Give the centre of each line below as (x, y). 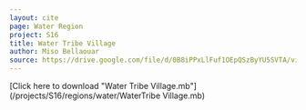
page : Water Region (46, 26)
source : (24, 60)
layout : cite (34, 18)
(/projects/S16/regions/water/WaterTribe (85, 95)
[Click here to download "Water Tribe (79, 86)
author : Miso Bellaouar (55, 52)
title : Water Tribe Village (63, 43)
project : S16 (34, 35)
